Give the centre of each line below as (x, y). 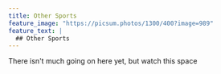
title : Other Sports (43, 16)
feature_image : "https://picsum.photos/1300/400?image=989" (111, 23)
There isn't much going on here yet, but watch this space (103, 61)
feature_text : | (35, 31)
